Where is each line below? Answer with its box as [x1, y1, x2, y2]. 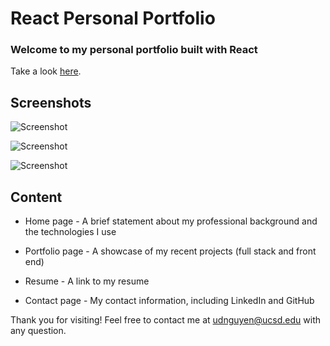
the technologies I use [24, 226, 117, 238]
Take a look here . [10, 65, 82, 77]
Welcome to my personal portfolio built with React [10, 43, 258, 57]
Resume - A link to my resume [24, 275, 150, 287]
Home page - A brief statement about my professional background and [24, 215, 318, 227]
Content [10, 188, 63, 206]
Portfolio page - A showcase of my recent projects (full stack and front [24, 245, 317, 257]
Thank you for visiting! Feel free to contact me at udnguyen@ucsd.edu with [10, 314, 322, 326]
